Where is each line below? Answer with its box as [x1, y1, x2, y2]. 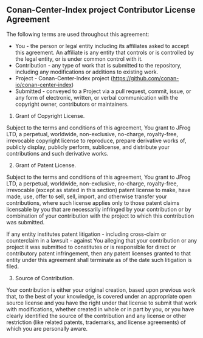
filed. [6, 263, 19, 270]
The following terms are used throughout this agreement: [6, 30, 150, 38]
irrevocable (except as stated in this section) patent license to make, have [6, 186, 191, 193]
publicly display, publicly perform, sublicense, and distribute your [6, 143, 170, 151]
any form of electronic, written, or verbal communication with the [15, 94, 178, 101]
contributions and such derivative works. [6, 150, 109, 157]
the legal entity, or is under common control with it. [15, 55, 143, 63]
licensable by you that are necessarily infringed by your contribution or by [6, 205, 191, 213]
